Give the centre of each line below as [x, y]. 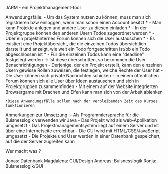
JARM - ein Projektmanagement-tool [43, 7]
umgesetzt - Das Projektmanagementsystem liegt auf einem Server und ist [82, 125]
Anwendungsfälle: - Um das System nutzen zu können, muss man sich [78, 17]
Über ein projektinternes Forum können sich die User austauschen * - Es [80, 38]
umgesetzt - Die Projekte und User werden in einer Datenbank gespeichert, [83, 136]
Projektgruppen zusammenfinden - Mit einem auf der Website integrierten [82, 86]
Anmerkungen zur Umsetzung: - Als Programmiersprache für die [72, 115]
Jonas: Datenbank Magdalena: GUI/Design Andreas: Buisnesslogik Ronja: [81, 161]
